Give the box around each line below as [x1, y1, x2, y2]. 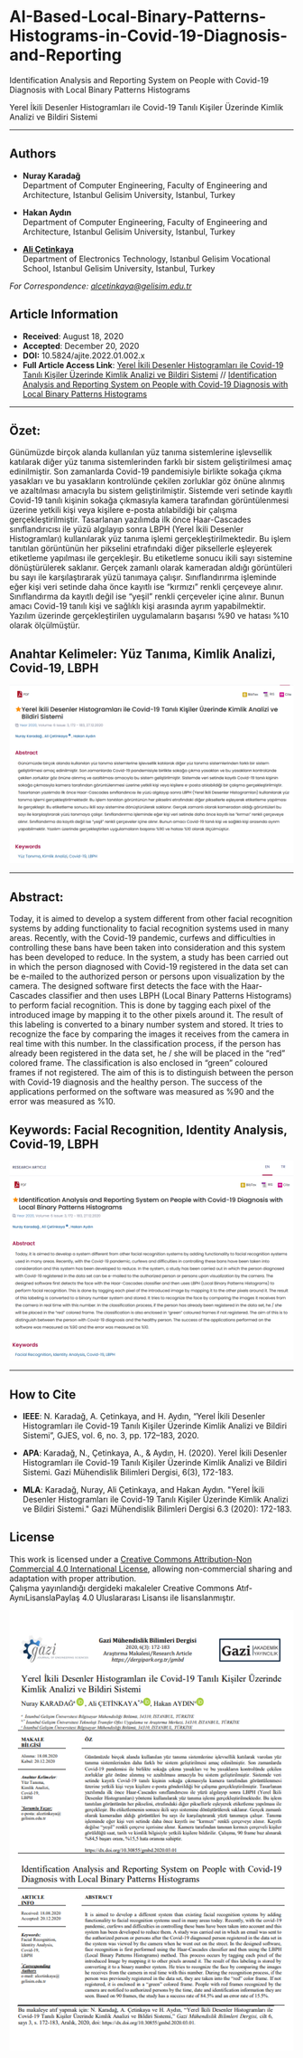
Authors [9, 147, 57, 162]
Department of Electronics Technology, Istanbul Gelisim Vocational [22, 253, 271, 264]
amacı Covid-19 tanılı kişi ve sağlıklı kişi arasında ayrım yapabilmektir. [9, 601, 266, 612]
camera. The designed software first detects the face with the [9, 981, 240, 991]
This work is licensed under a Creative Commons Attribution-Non [9, 1553, 252, 1564]
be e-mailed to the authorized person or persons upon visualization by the [9, 971, 286, 982]
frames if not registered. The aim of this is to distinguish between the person [9, 1067, 294, 1078]
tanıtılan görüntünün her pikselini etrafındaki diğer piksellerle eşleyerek [9, 543, 272, 554]
